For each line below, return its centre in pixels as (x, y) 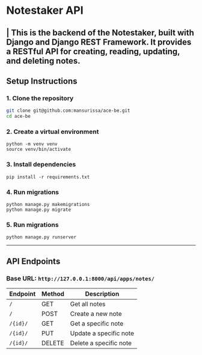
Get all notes (88, 304)
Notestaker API (45, 11)
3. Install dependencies (41, 165)
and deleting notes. (43, 61)
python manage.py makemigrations (48, 204)
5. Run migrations (32, 225)
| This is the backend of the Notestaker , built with (100, 33)
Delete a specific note (101, 343)
